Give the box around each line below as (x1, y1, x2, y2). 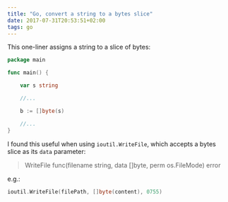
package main (7, 57, 46, 64)
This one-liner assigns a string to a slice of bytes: (7, 43, 151, 52)
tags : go (7, 23, 33, 30)
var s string (20, 82, 59, 89)
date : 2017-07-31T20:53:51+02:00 (7, 17, 106, 24)
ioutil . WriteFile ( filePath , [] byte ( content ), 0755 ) (7, 188, 162, 195)
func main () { (7, 69, 49, 76)
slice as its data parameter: (7, 147, 86, 155)
